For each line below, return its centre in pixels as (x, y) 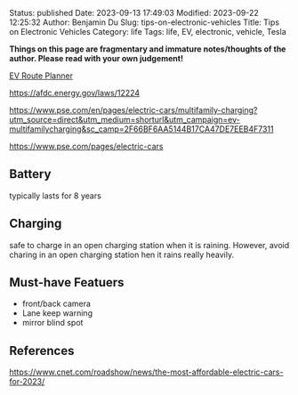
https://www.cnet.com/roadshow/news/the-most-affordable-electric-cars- (146, 372)
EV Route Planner (41, 76)
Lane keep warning (57, 313)
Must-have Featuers (67, 282)
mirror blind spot (52, 323)
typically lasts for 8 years (56, 196)
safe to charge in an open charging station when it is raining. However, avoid (149, 245)
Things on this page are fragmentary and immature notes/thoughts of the (148, 49)
